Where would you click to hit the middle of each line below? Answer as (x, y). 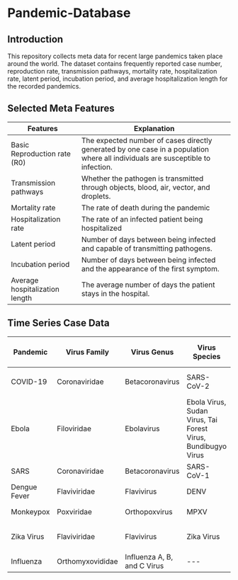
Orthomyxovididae (87, 561)
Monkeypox (30, 511)
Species (206, 356)
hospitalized (102, 228)
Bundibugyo (207, 446)
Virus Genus (152, 352)
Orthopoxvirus (149, 511)
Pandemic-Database (69, 13)
